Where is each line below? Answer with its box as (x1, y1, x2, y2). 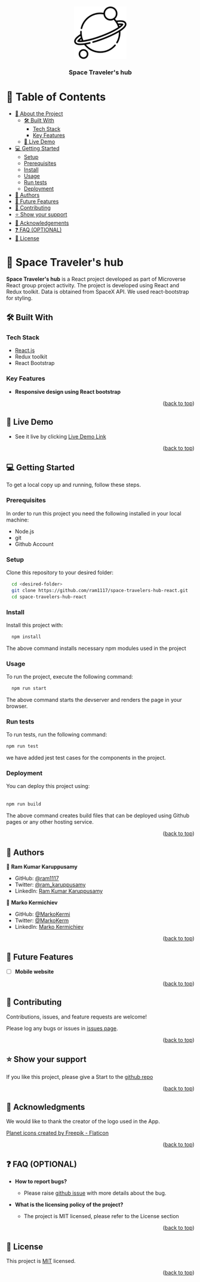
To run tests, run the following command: (6, 731, 107, 738)
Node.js (14, 527, 35, 535)
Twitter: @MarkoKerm (14, 917, 69, 924)
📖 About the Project (14, 110, 63, 117)
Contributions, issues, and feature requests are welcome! (6, 1013, 147, 1020)
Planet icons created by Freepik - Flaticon (6, 1130, 109, 1137)
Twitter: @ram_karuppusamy (14, 881, 86, 888)
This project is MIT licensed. (6, 1257, 76, 1264)
